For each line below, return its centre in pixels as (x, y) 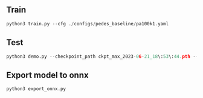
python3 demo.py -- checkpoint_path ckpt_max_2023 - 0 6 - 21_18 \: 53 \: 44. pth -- (102, 57)
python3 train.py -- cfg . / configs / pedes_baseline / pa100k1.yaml (88, 23)
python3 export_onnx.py (36, 89)
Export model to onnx (47, 75)
